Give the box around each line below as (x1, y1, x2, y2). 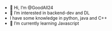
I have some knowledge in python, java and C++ (9, 15, 108, 21)
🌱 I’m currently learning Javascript (9, 20, 79, 26)
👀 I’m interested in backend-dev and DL (9, 10, 90, 16)
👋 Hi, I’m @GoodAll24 (9, 5, 54, 10)
